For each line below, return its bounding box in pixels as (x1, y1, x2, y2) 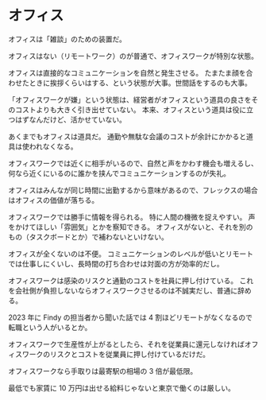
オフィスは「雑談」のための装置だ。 (8, 34, 127, 44)
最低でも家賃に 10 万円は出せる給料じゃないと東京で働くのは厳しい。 (8, 383, 236, 393)
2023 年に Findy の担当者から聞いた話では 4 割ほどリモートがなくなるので (8, 313, 253, 322)
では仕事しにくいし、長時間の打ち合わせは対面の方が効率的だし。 (8, 258, 224, 268)
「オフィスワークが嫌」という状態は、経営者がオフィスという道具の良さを (8, 95, 252, 104)
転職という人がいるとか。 (8, 322, 92, 332)
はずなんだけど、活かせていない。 (14, 115, 127, 124)
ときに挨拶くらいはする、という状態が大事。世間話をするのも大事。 (29, 78, 252, 87)
